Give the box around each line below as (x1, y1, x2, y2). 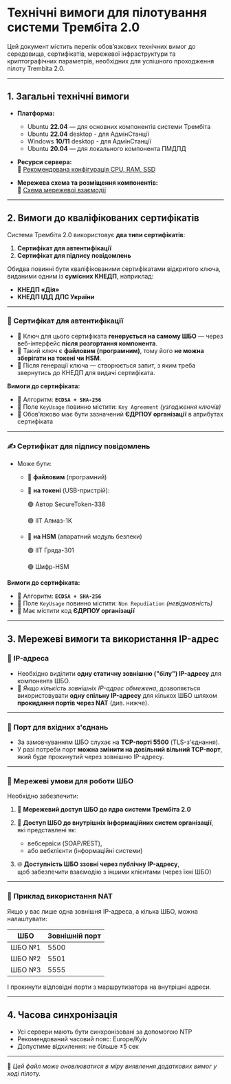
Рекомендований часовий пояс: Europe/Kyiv (16, 1034, 148, 1043)
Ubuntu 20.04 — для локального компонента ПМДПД (27, 144, 187, 152)
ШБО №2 (10, 954, 41, 963)
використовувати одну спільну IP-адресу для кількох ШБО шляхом (16, 691, 218, 699)
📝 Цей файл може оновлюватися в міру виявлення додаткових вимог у (7, 1062, 217, 1070)
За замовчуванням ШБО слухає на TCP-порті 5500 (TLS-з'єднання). (16, 738, 220, 746)
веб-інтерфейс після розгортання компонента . (16, 339, 158, 348)
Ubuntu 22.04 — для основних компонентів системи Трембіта (27, 122, 211, 130)
